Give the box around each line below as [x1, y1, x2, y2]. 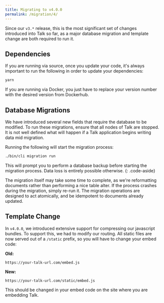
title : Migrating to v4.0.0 [5, 7, 63, 12]
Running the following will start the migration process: [5, 144, 114, 150]
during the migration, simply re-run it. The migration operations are [5, 188, 141, 193]
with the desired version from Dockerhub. [5, 92, 89, 98]
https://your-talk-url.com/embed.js [5, 260, 80, 265]
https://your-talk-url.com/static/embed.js [5, 278, 95, 283]
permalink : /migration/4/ [5, 12, 58, 17]
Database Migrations [5, 106, 70, 114]
